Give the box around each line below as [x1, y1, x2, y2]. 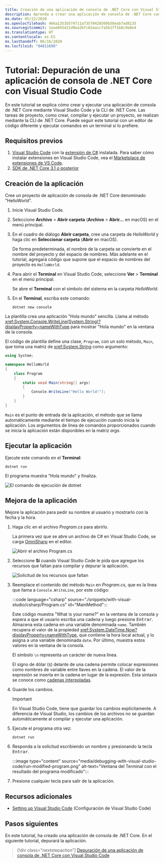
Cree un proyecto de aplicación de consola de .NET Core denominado [5, 192, 146, 198]
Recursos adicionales [5, 792, 72, 801]
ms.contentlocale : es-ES [5, 35, 56, 40]
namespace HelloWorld [5, 362, 49, 367]
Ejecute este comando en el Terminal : [5, 455, 82, 460]
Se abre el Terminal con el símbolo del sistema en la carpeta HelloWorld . [12, 286, 159, 292]
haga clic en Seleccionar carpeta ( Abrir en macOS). [12, 237, 118, 242]
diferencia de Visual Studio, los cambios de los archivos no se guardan [12, 711, 155, 717]
